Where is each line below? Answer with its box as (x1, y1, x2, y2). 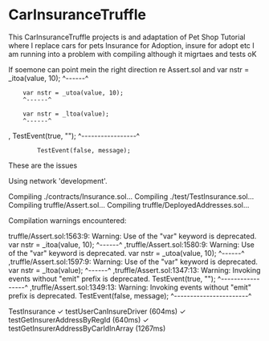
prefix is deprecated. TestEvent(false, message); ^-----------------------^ (8, 290, 252, 300)
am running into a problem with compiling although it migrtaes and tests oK (8, 49, 257, 59)
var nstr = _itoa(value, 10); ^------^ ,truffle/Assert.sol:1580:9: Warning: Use (8, 239, 255, 250)
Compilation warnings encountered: (8, 215, 127, 225)
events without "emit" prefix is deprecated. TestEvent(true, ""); (8, 274, 216, 283)
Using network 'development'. (8, 176, 108, 185)
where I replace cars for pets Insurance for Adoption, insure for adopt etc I (8, 40, 255, 50)
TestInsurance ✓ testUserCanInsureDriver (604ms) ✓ (8, 306, 186, 316)
